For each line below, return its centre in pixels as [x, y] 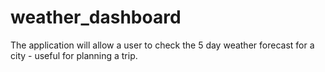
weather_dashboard [96, 17]
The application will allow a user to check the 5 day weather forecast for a [162, 45]
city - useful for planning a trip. [74, 55]
